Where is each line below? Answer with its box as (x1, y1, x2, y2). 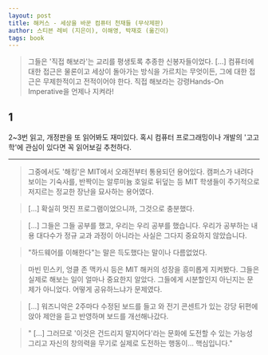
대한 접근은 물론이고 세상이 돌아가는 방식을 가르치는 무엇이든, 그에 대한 (27, 67, 247, 77)
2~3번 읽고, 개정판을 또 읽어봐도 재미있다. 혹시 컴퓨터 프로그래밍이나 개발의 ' (8, 132, 247, 142)
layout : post (8, 11, 52, 20)
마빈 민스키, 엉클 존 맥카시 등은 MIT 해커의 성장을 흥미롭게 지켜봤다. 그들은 (27, 265, 260, 274)
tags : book (8, 34, 45, 42)
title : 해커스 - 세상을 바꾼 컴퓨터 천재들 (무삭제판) (8, 19, 164, 27)
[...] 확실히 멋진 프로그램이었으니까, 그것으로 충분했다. (27, 204, 195, 214)
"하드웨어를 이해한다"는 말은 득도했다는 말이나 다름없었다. (27, 248, 207, 258)
